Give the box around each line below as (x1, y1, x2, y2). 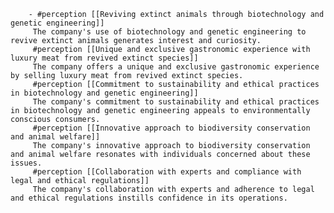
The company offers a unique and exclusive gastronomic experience (32, 62, 320, 72)
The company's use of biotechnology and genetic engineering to (32, 27, 307, 37)
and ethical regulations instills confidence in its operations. (10, 193, 288, 203)
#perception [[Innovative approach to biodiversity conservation (32, 123, 311, 133)
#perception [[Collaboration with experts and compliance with (32, 167, 302, 177)
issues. (10, 158, 43, 168)
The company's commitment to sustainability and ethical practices (32, 97, 320, 107)
